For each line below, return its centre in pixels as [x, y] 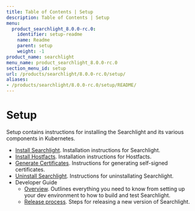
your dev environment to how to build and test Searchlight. [97, 195]
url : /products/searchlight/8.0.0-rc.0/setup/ [66, 74]
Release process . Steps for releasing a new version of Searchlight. [107, 201]
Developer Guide [36, 182]
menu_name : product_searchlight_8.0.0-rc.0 [62, 62]
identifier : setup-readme [50, 35]
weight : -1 [31, 52]
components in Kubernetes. [41, 138]
